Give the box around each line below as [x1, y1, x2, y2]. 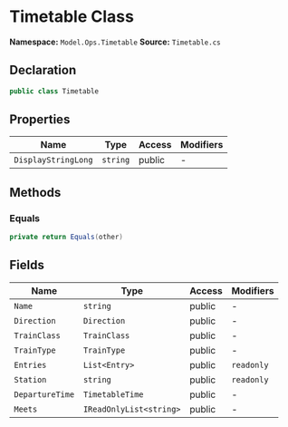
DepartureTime [14, 389, 75, 400]
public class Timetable [9, 86, 100, 96]
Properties [9, 112, 71, 128]
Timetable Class [9, 6, 134, 27]
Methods [9, 184, 62, 200]
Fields [9, 257, 45, 273]
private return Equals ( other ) [9, 233, 124, 242]
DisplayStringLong [14, 155, 93, 165]
